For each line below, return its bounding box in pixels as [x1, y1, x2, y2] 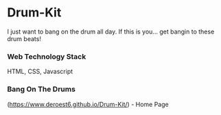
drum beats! [7, 34, 41, 42]
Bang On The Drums [7, 84, 75, 94]
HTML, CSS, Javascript [7, 67, 73, 76]
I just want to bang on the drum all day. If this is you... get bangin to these [7, 27, 215, 36]
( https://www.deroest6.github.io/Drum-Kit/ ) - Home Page [7, 100, 170, 108]
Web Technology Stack [7, 51, 86, 61]
